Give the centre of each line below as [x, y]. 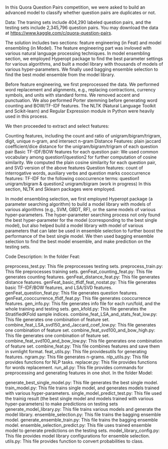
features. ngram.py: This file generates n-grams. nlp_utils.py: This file [77, 357]
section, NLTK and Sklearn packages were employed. [60, 189]
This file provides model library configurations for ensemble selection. [78, 436]
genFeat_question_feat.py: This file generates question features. [71, 293]
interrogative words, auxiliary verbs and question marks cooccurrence [78, 173]
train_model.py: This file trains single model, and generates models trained [82, 388]
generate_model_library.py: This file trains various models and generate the [83, 409]
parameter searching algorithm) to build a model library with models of [78, 204]
